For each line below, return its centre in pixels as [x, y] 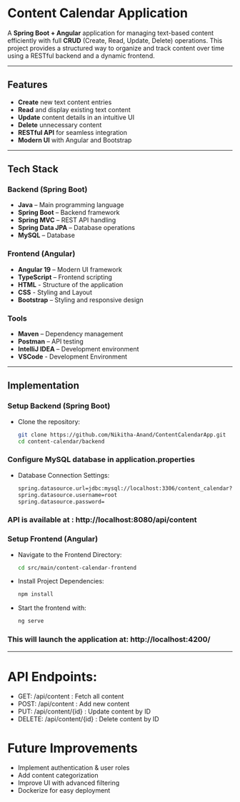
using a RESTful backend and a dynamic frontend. [81, 56]
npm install [35, 594]
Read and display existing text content [74, 109]
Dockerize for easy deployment [64, 791]
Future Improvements [72, 748]
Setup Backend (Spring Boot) [59, 406]
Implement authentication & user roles [74, 768]
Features [27, 85]
